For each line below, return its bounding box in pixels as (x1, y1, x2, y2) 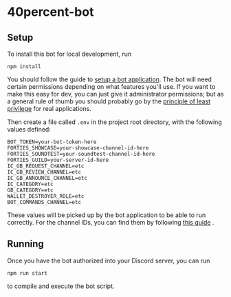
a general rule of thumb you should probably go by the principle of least (7, 97, 211, 105)
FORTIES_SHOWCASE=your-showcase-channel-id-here (7, 145, 149, 152)
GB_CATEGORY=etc (7, 187, 54, 194)
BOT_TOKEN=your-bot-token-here (7, 139, 97, 145)
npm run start (7, 269, 48, 276)
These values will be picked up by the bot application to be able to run (7, 211, 206, 219)
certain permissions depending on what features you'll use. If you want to (7, 83, 216, 90)
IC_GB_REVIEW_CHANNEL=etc (7, 169, 81, 176)
